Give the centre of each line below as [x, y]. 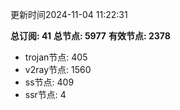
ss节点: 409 [49, 82]
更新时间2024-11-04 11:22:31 [69, 14]
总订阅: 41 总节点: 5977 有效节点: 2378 [90, 36]
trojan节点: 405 [56, 57]
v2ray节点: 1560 [58, 69]
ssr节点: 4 [45, 94]
